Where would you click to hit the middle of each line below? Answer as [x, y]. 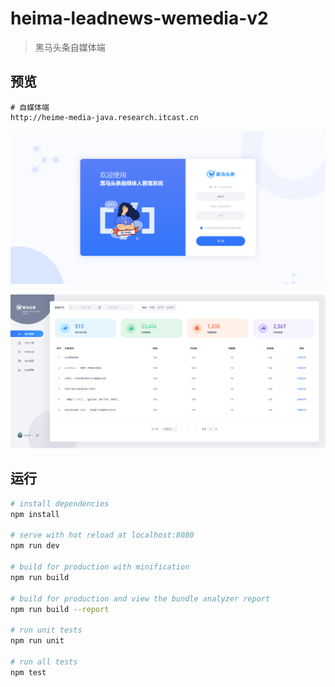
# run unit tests [46, 630]
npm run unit [37, 641]
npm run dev [35, 546]
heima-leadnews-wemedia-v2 [139, 18]
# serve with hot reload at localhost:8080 [102, 535]
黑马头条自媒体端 [70, 47]
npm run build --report [60, 609]
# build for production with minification [100, 567]
